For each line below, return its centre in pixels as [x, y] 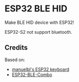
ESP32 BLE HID [36, 9]
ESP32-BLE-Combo [32, 75]
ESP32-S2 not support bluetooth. [39, 32]
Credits [16, 48]
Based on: [15, 60]
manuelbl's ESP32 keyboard [40, 69]
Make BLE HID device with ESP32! [39, 22]
